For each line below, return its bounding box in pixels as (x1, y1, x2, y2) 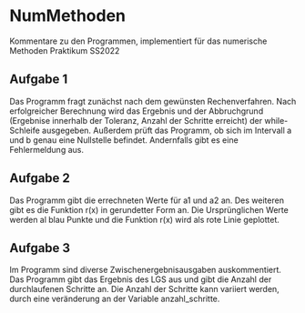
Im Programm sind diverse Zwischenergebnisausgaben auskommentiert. (9, 265, 282, 276)
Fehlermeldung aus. (9, 144, 85, 155)
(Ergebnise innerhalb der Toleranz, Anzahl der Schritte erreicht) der (9, 115, 262, 126)
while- (263, 115, 289, 126)
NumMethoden (9, 5, 126, 26)
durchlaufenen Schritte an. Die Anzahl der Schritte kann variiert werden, (9, 284, 280, 295)
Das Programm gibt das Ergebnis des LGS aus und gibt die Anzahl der (9, 274, 272, 285)
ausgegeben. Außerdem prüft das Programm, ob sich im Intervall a (42, 125, 292, 136)
